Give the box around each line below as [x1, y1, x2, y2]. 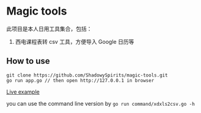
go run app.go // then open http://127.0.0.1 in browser [6, 77, 155, 83]
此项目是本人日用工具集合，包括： [6, 25, 92, 32]
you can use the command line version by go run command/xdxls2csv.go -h [6, 100, 196, 107]
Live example [6, 88, 40, 95]
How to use [6, 56, 50, 66]
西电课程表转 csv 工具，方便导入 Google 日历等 [15, 38, 134, 45]
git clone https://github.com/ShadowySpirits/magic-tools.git [6, 72, 168, 78]
